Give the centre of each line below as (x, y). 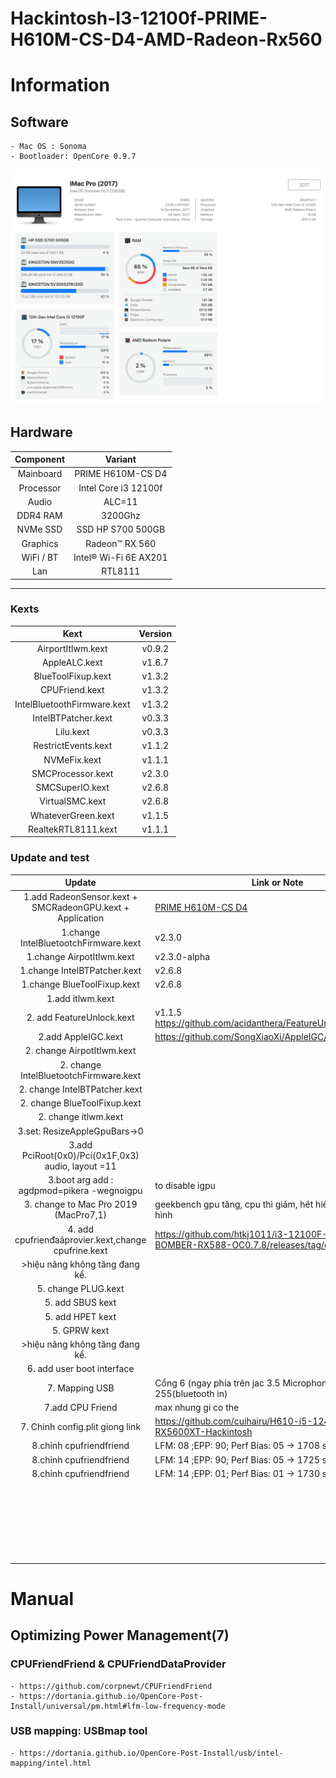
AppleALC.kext (72, 662)
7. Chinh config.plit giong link (81, 1426)
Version (155, 634)
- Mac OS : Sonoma (48, 147)
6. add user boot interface (80, 1369)
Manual (42, 1598)
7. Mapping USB (80, 1388)
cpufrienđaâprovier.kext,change (80, 1239)
